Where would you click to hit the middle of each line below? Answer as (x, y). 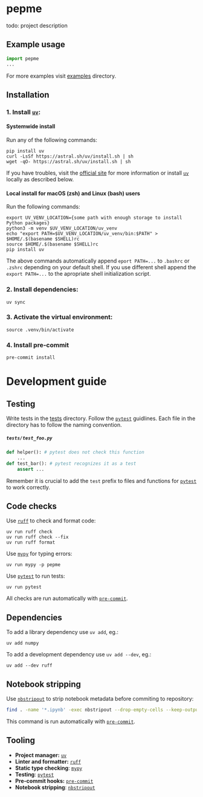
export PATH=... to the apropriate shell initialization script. (79, 274)
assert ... (31, 469)
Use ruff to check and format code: (51, 521)
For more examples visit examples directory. (61, 76)
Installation (28, 95)
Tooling (21, 740)
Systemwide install (31, 127)
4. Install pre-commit (38, 345)
